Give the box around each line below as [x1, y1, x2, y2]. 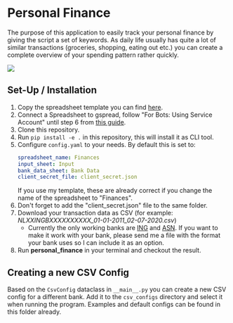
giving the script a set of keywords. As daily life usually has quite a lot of [7, 35, 216, 44]
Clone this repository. [17, 125, 80, 134]
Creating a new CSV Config [7, 266, 130, 279]
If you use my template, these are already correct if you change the [17, 186, 213, 195]
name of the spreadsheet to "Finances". [17, 194, 133, 202]
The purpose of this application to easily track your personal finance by [7, 28, 214, 37]
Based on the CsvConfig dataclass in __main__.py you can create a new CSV [7, 285, 227, 293]
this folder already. [7, 308, 62, 316]
